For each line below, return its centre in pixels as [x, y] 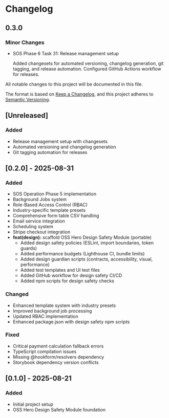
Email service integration [39, 221]
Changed [17, 294]
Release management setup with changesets [60, 141]
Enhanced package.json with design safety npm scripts [71, 322]
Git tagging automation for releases [50, 152]
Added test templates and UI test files [60, 270]
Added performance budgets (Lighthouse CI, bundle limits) [82, 254]
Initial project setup [33, 404]
